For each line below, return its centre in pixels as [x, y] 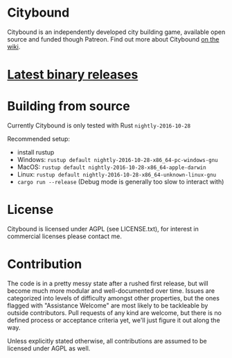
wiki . [14, 46]
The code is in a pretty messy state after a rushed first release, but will [108, 283]
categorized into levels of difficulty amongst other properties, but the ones [114, 298]
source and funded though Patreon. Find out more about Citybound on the [113, 39]
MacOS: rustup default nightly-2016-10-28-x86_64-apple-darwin [111, 167]
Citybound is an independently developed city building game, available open [116, 32]
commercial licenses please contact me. [65, 236]
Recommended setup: [39, 139]
